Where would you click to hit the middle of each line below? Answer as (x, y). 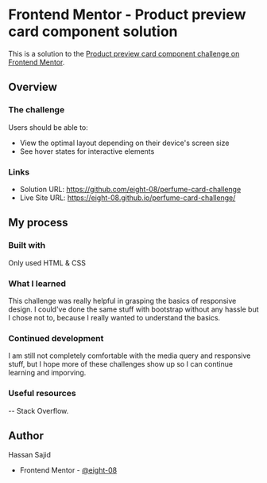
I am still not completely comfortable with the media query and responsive (130, 355)
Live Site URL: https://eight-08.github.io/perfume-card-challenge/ (128, 198)
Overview (33, 87)
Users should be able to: (48, 127)
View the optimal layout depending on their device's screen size (124, 143)
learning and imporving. (47, 373)
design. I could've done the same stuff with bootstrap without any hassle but (134, 309)
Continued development (56, 338)
